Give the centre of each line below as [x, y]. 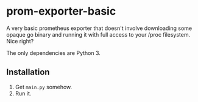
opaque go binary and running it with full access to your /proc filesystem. [98, 34]
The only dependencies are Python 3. [53, 53]
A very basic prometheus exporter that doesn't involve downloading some [99, 28]
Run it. [23, 93]
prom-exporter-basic [61, 11]
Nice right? [20, 41]
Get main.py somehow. [44, 87]
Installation [28, 72]
